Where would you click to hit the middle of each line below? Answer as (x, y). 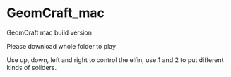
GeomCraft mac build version (49, 32)
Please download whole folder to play (61, 46)
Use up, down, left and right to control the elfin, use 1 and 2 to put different (115, 60)
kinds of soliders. (32, 67)
